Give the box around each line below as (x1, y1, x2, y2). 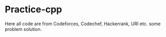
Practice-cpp (5, 4, 62, 15)
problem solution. (5, 26, 42, 32)
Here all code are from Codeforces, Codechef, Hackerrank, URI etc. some (5, 21, 161, 27)
